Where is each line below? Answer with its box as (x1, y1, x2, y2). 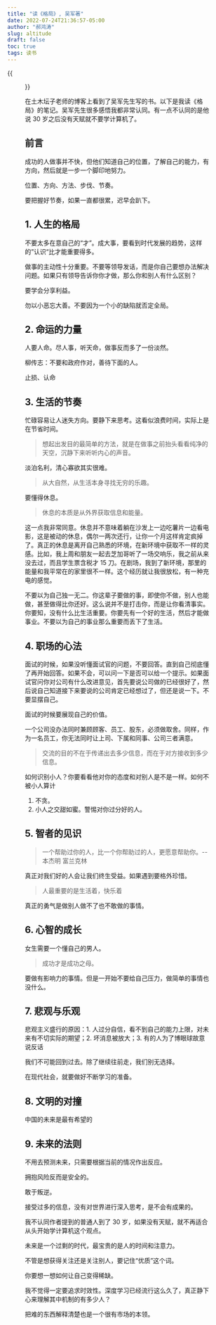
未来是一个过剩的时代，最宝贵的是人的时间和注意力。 (25, 1241, 179, 1250)
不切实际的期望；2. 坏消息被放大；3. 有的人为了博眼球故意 (36, 1034, 205, 1042)
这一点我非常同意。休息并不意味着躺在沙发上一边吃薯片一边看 (25, 524, 203, 532)
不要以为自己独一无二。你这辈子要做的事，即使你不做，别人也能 (25, 591, 209, 600)
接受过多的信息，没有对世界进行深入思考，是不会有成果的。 (25, 1203, 197, 1211)
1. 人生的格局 (25, 219, 81, 231)
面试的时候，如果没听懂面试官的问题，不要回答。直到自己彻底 (25, 659, 203, 668)
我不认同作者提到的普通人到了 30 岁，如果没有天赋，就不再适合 (25, 1218, 208, 1226)
